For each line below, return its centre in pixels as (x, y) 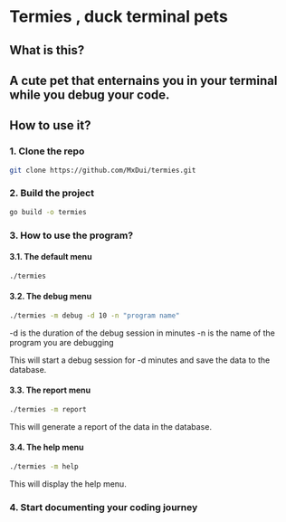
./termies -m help (44, 467)
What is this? (47, 50)
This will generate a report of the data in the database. (111, 426)
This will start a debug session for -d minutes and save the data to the (140, 360)
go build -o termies (48, 212)
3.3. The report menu (50, 390)
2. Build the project (52, 194)
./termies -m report (48, 409)
